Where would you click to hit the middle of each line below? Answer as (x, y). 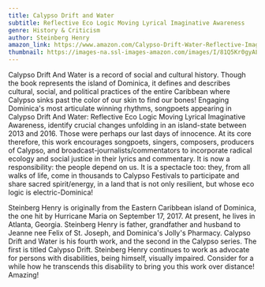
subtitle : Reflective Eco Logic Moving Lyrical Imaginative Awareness (127, 23)
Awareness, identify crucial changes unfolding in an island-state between (127, 125)
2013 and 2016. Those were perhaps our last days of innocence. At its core (130, 134)
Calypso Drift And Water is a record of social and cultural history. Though (127, 75)
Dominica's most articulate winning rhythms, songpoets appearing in (120, 108)
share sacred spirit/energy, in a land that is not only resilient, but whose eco (131, 184)
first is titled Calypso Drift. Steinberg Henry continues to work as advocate (129, 249)
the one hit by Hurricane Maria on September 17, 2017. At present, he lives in (132, 216)
